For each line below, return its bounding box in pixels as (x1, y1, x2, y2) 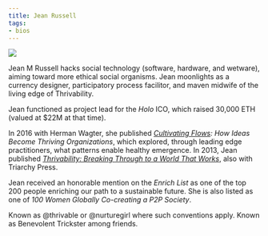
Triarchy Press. (8, 162, 58, 172)
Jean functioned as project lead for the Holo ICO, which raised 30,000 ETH (8, 105, 256, 114)
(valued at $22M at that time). (8, 113, 106, 122)
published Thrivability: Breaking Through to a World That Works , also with (8, 154, 254, 164)
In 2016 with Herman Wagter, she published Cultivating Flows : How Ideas (8, 129, 250, 138)
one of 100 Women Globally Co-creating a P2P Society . (8, 195, 192, 205)
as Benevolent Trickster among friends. (8, 219, 138, 229)
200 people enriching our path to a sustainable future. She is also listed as (8, 186, 254, 196)
